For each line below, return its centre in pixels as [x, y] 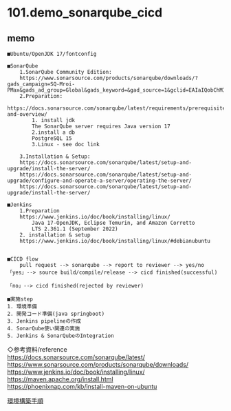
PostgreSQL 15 [52, 139]
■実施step [20, 299]
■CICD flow [23, 259]
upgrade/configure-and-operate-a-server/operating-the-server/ [100, 181]
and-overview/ [27, 114]
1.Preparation [40, 211]
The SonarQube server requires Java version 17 [101, 126]
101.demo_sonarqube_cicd [85, 13]
